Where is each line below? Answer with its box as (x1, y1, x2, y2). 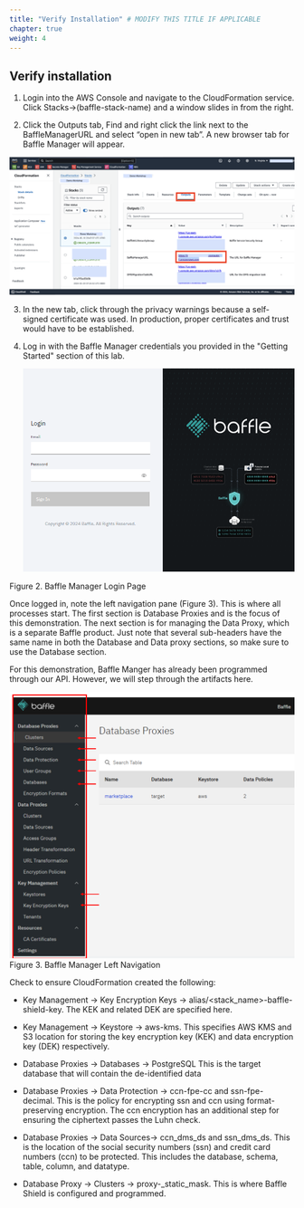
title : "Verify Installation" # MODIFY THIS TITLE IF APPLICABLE (9, 14, 261, 24)
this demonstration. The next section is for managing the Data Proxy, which (9, 617, 290, 628)
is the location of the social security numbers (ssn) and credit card (22, 1142, 271, 1153)
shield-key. (22, 1004, 64, 1015)
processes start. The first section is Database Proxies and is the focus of (9, 608, 280, 618)
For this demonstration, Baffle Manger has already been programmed (9, 664, 268, 675)
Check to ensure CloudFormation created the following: (9, 977, 216, 988)
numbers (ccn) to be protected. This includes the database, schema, (22, 1151, 279, 1163)
